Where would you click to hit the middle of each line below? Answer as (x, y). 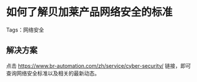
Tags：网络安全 (25, 30)
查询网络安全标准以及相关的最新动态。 (53, 73)
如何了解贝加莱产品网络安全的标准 (90, 12)
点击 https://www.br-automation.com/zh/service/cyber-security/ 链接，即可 (99, 65)
